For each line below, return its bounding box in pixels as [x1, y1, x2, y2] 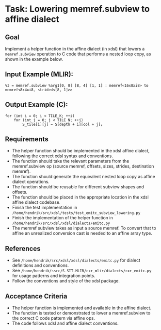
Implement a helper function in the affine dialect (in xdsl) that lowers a [5, 46, 145, 51]
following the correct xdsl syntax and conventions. [12, 153, 113, 159]
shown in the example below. [5, 56, 63, 62]
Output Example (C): [5, 100, 68, 109]
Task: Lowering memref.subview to [5, 3, 150, 15]
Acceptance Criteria [5, 292, 67, 300]
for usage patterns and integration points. [12, 273, 96, 279]
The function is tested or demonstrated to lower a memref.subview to [12, 310, 151, 316]
